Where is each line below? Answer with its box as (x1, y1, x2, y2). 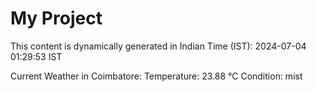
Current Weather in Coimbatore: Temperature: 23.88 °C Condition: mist (10, 70, 303, 82)
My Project (10, 7, 103, 30)
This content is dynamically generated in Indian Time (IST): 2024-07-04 (10, 40, 307, 52)
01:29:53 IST (10, 50, 63, 62)
